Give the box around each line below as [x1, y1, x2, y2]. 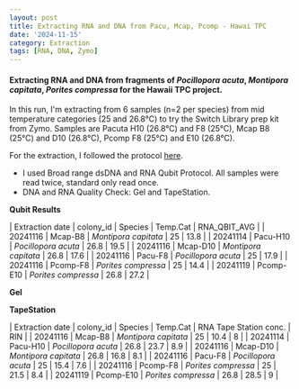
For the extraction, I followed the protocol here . [9, 150, 184, 161]
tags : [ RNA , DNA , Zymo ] [9, 47, 99, 56]
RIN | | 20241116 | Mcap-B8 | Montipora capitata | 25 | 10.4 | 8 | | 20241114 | [9, 331, 290, 342]
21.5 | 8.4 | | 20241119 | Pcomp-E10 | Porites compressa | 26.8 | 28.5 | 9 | [9, 370, 278, 381]
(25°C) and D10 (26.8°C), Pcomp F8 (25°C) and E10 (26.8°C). [9, 132, 235, 144]
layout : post [9, 13, 58, 23]
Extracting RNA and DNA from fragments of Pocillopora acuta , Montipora [9, 74, 289, 86]
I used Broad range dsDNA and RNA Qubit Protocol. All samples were [22, 167, 279, 178]
